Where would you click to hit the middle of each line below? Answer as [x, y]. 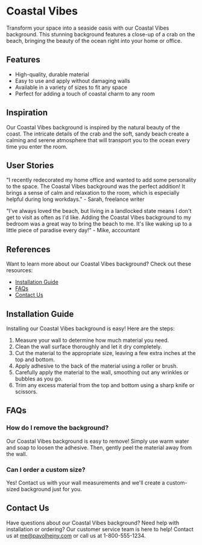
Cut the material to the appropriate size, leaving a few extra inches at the [105, 353]
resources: [20, 270]
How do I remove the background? [58, 428]
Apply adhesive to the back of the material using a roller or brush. [96, 366]
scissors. [26, 392]
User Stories [30, 165]
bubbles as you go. [39, 379]
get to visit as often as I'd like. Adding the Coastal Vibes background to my [99, 217]
